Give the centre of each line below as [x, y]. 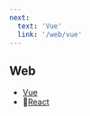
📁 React [36, 102]
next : [19, 18]
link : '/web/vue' [50, 34]
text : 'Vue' [40, 26]
